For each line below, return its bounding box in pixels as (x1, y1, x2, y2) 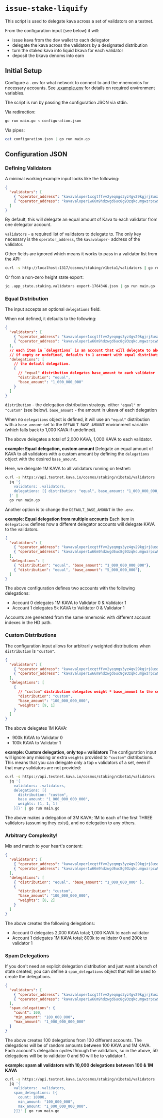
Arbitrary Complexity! (5, 832, 58, 839)
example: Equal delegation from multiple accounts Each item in (5, 516, 134, 522)
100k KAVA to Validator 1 (12, 740, 61, 746)
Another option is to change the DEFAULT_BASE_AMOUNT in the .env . (5, 506, 134, 512)
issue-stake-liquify (5, 4, 88, 13)
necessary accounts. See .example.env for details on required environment (5, 85, 155, 91)
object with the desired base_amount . (5, 456, 78, 462)
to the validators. (5, 526, 39, 532)
